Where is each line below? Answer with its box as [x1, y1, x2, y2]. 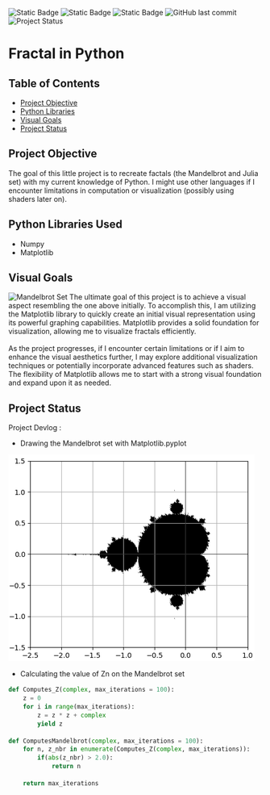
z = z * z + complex [37, 711, 106, 719]
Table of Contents [8, 77, 101, 90]
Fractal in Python [8, 44, 125, 63]
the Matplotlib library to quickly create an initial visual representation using [8, 309, 255, 319]
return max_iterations [23, 779, 99, 787]
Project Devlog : [8, 423, 62, 433]
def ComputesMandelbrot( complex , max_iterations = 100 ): [8, 737, 204, 745]
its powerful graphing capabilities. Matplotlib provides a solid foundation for [8, 318, 260, 328]
